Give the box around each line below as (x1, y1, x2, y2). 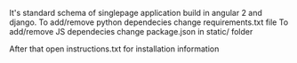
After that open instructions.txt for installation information (9, 43, 220, 54)
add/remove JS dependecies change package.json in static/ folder (9, 27, 253, 36)
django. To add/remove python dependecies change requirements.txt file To (9, 17, 289, 28)
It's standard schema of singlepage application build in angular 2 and (9, 8, 262, 18)
